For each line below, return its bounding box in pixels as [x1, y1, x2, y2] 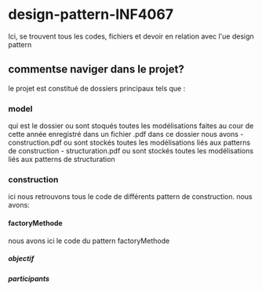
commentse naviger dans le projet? [8, 63, 184, 76]
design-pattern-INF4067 [8, 6, 174, 24]
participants [8, 274, 49, 283]
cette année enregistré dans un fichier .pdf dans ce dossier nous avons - [8, 130, 244, 139]
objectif [8, 254, 35, 263]
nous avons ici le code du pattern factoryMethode [8, 236, 170, 245]
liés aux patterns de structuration [8, 155, 115, 164]
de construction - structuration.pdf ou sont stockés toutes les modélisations [8, 146, 253, 156]
